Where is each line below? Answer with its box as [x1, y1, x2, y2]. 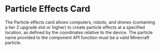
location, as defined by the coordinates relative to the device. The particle [5, 29, 153, 35]
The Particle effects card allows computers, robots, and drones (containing [5, 19, 156, 25]
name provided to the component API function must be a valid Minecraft [5, 35, 150, 40]
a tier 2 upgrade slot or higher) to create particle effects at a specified [5, 24, 145, 30]
